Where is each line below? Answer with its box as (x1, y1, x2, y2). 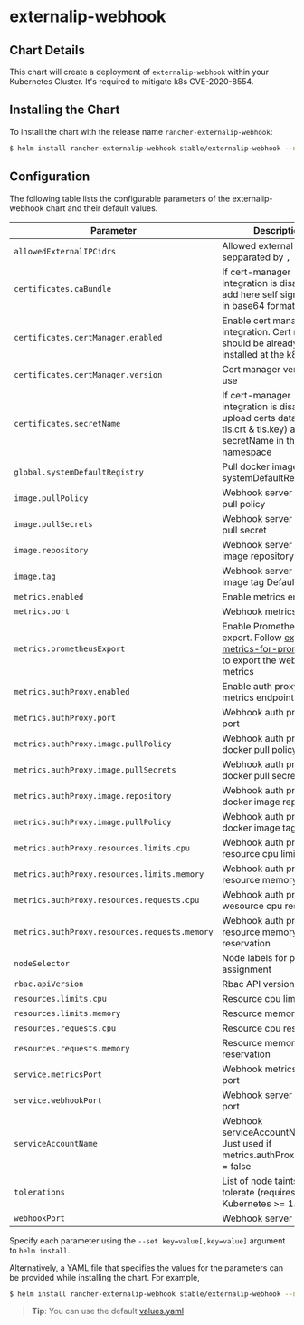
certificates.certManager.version (14, 370, 163, 379)
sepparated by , (221, 251, 291, 264)
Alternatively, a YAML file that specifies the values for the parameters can (9, 1262, 283, 1273)
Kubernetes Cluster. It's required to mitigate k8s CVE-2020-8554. (9, 76, 254, 87)
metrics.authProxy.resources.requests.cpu (14, 895, 200, 905)
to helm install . (9, 1244, 71, 1255)
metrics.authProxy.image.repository (14, 791, 172, 801)
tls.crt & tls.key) (221, 423, 288, 436)
